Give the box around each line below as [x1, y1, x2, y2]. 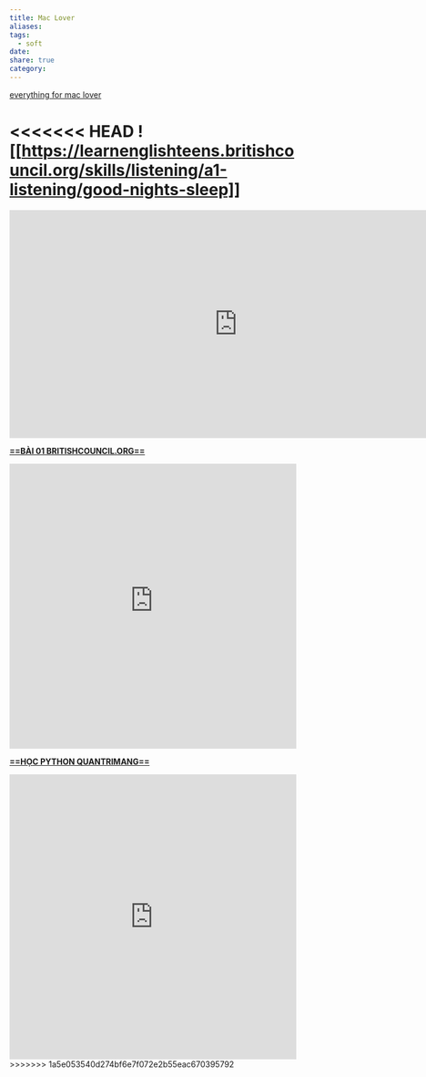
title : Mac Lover [9, 13, 76, 23]
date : [9, 47, 30, 57]
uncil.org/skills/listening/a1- [9, 161, 228, 181]
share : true [9, 56, 55, 65]
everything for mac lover [9, 88, 102, 100]
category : [9, 65, 47, 74]
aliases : [9, 22, 43, 31]
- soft [17, 38, 43, 48]
